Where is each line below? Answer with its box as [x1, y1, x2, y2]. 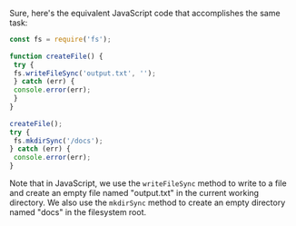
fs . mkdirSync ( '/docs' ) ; [13, 136, 104, 145]
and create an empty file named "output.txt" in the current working [9, 188, 260, 198]
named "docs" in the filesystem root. [9, 207, 147, 217]
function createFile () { [9, 52, 104, 61]
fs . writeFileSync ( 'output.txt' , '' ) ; [13, 68, 156, 78]
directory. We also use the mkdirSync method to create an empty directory [9, 197, 286, 208]
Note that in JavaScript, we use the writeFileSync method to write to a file [9, 178, 288, 189]
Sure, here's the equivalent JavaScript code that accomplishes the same [9, 8, 281, 18]
